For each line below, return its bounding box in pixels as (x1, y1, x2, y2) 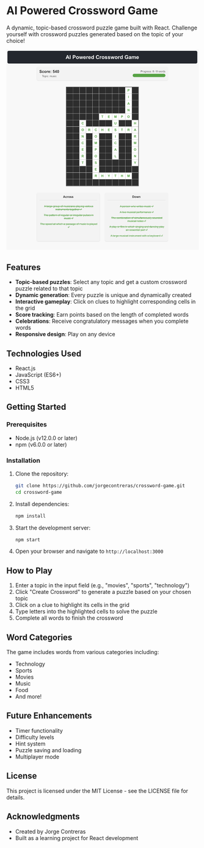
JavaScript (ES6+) (15, 371, 62, 378)
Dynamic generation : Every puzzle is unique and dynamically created (15, 291, 192, 299)
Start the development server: (15, 524, 91, 531)
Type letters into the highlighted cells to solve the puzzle (15, 608, 158, 615)
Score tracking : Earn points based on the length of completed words (15, 311, 189, 318)
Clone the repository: (15, 470, 69, 477)
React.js (15, 364, 36, 372)
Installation (6, 456, 41, 464)
